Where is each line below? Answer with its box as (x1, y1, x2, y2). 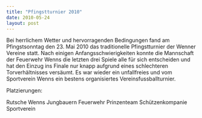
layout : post (6, 20, 39, 26)
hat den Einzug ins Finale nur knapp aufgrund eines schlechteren (6, 62, 168, 70)
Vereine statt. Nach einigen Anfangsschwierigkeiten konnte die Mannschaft (6, 50, 194, 57)
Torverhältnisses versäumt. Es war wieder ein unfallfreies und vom (6, 69, 172, 76)
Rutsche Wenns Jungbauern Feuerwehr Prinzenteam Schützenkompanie (6, 99, 187, 106)
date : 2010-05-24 (6, 15, 50, 21)
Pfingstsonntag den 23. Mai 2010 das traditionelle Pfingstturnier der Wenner (6, 43, 197, 50)
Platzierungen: (6, 87, 42, 94)
